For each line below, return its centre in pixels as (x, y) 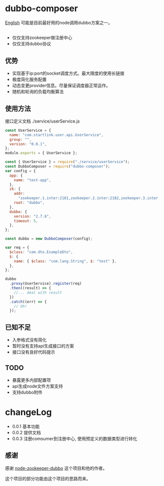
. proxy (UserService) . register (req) (46, 283)
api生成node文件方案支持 (38, 386)
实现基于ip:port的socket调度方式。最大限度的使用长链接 (68, 73)
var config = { (20, 171)
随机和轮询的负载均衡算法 (38, 92)
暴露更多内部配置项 (31, 380)
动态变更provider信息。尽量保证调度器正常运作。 (61, 85)
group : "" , (20, 140)
